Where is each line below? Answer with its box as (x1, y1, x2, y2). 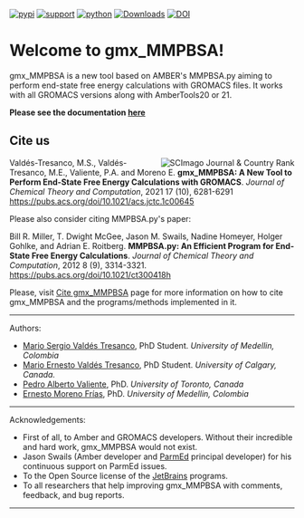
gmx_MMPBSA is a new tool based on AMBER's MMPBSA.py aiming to (9, 70, 273, 81)
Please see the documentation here (9, 107, 147, 118)
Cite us (9, 133, 51, 149)
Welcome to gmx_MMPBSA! (9, 41, 224, 61)
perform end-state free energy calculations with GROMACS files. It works (9, 80, 283, 91)
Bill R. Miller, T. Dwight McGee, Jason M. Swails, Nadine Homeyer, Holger (9, 231, 283, 242)
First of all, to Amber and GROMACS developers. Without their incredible (22, 431, 293, 443)
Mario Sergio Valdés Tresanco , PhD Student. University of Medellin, (22, 340, 275, 350)
